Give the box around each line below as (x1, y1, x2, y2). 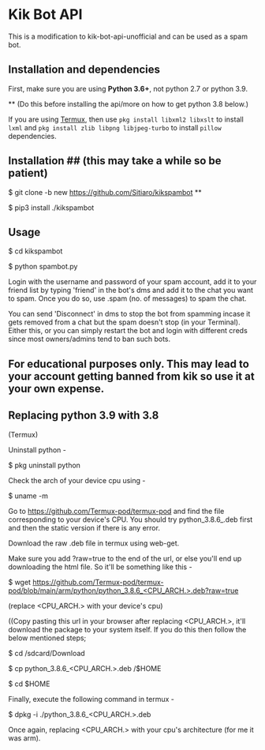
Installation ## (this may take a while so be (8, 154, 222, 167)
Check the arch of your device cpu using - (8, 475, 146, 485)
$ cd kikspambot (8, 246, 63, 256)
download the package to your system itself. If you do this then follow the (8, 624, 247, 634)
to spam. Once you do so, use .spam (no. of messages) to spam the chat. (8, 294, 247, 303)
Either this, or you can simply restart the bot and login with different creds (8, 326, 248, 336)
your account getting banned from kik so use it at (8, 369, 255, 383)
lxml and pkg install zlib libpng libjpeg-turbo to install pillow (8, 122, 222, 132)
